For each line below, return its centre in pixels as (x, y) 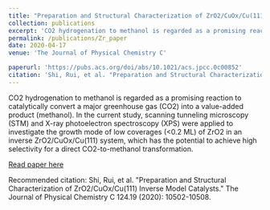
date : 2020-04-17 (37, 46)
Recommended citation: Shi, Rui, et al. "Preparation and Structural (117, 180)
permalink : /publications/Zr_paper (68, 38)
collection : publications (51, 23)
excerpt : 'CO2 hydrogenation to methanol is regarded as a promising (127, 30)
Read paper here (36, 164)
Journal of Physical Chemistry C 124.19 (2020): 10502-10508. (110, 196)
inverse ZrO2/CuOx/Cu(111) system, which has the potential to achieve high (133, 140)
